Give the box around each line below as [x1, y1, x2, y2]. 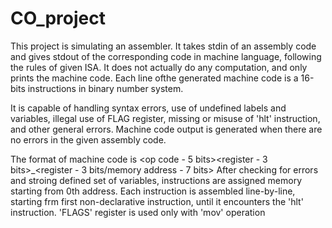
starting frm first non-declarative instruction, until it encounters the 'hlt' [10, 195, 304, 207]
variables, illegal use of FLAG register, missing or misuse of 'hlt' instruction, [10, 112, 321, 124]
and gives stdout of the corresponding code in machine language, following [10, 50, 322, 62]
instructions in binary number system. [27, 82, 184, 94]
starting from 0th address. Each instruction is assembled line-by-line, [10, 185, 296, 197]
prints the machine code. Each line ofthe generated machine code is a [10, 72, 299, 84]
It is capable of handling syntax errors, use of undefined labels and [10, 102, 287, 114]
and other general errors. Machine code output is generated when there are [10, 123, 323, 135]
